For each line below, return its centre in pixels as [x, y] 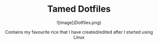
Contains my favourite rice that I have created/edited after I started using [79, 32]
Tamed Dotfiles [79, 9]
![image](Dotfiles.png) [79, 22]
